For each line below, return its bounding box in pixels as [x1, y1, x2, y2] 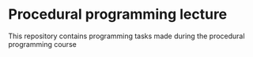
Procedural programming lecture [8, 5, 228, 23]
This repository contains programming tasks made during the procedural [8, 31, 245, 41]
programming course [8, 39, 77, 48]
